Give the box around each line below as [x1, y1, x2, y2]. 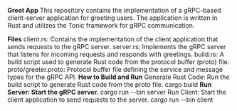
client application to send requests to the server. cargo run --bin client [7, 95, 214, 104]
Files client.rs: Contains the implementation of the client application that [7, 35, 218, 43]
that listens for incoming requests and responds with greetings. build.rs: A [7, 50, 224, 58]
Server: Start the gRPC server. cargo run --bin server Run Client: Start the [7, 88, 226, 96]
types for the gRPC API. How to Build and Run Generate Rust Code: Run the [7, 73, 230, 81]
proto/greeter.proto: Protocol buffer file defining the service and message [7, 65, 223, 73]
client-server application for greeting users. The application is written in [7, 14, 218, 22]
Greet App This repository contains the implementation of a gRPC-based [7, 6, 222, 14]
